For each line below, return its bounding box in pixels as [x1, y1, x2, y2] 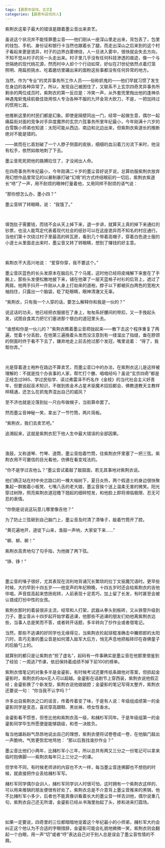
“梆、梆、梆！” [5, 537, 35, 543]
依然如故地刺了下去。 [22, 147, 65, 153]
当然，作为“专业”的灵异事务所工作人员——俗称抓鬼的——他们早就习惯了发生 [5, 77, 160, 83]
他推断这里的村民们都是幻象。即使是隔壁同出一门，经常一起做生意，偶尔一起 [5, 112, 160, 118]
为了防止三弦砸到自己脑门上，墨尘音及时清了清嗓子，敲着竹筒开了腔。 [5, 516, 147, 523]
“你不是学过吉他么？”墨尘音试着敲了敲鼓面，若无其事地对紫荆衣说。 [5, 467, 142, 473]
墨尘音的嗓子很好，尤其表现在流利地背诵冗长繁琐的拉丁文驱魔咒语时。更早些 [5, 578, 160, 584]
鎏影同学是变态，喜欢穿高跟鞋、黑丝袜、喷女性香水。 [5, 704, 113, 710]
